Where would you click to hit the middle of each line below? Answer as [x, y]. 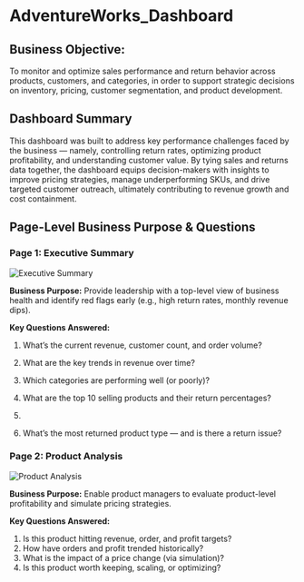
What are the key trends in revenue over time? [108, 362]
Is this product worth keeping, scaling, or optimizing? [122, 567]
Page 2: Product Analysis [66, 457]
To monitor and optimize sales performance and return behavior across [143, 71]
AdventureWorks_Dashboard [122, 16]
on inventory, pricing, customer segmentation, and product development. [146, 90]
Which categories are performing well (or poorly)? [116, 380]
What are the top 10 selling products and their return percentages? [147, 398]
